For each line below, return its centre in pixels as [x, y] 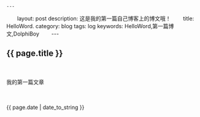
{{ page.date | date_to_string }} [45, 107]
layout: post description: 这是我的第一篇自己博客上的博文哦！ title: [106, 18]
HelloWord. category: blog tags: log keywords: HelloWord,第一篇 [87, 26]
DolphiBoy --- [36, 34]
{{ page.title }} [35, 54]
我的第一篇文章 [25, 82]
